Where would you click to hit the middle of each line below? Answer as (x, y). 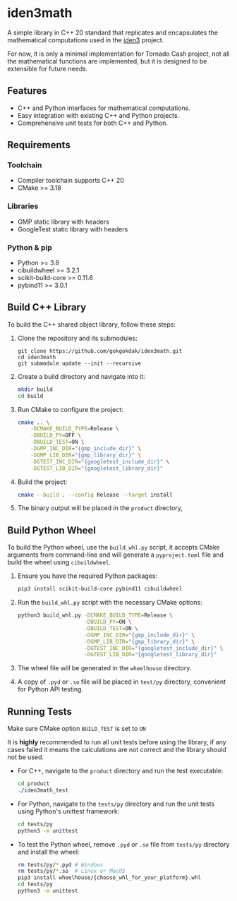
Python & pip (30, 247)
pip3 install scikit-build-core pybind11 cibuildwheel (100, 589)
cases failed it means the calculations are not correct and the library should (117, 750)
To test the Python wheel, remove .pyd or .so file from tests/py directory (123, 844)
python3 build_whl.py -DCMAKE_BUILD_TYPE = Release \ (95, 615)
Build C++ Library (47, 307)
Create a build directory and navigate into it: (81, 376)
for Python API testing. (50, 689)
